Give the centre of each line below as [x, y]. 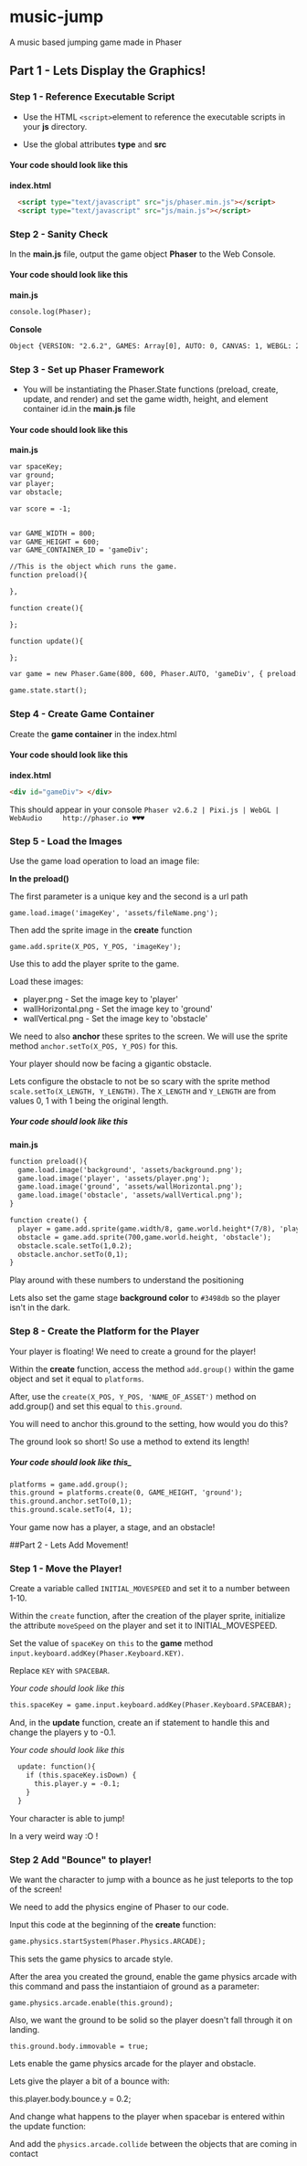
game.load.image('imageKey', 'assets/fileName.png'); [114, 913]
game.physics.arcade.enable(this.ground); [91, 2002]
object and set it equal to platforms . [77, 1379]
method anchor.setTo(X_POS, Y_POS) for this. [94, 1046]
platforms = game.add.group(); [69, 1485]
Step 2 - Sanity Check [59, 234]
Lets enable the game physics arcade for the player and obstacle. [133, 2063]
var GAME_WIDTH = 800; [53, 533]
